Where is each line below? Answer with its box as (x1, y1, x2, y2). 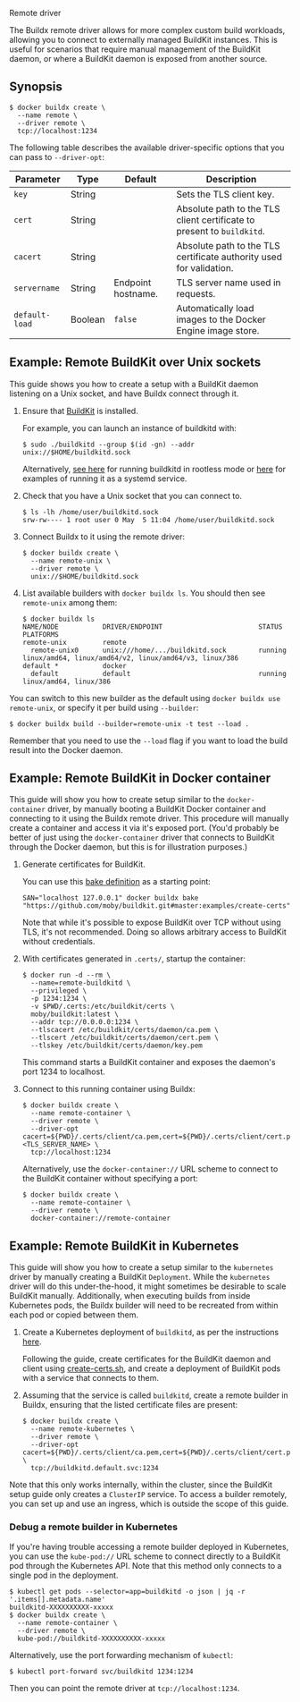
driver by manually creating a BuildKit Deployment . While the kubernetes (9, 1272, 271, 1283)
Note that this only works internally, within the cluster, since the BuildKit (9, 1479, 273, 1490)
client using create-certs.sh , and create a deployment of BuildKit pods (21, 1363, 281, 1374)
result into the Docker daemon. (9, 744, 123, 755)
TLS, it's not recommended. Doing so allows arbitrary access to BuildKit (21, 927, 287, 937)
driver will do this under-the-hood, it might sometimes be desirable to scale (9, 1281, 287, 1291)
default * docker (21, 661, 127, 670)
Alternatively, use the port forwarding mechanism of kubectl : (9, 1649, 234, 1660)
